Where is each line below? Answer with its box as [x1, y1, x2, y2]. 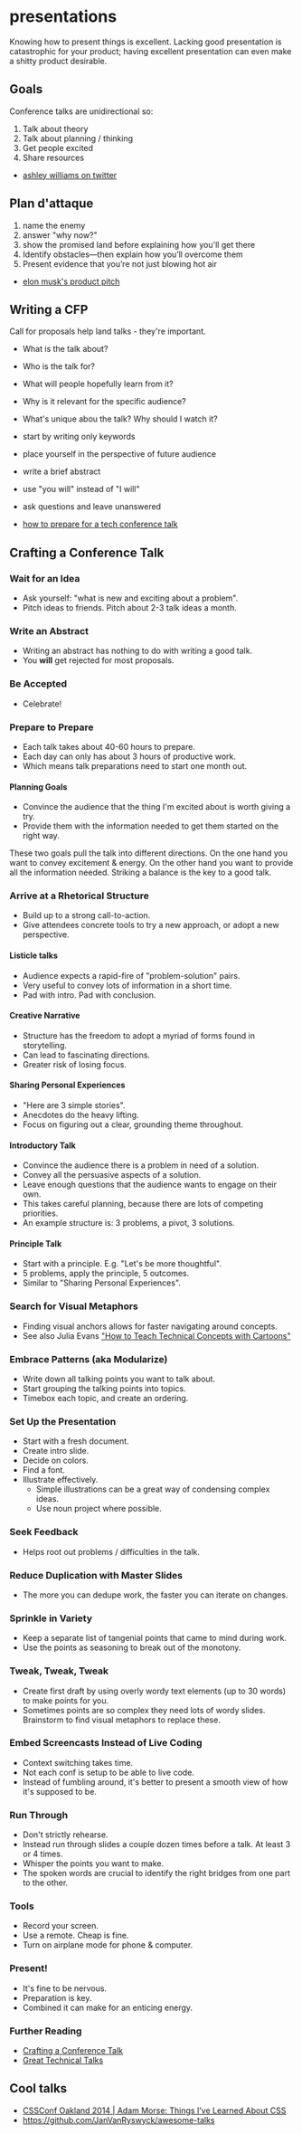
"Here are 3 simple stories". [22, 1100, 126, 1111]
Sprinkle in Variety [9, 1612, 93, 1625]
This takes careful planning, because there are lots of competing [22, 1199, 264, 1209]
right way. [22, 830, 61, 841]
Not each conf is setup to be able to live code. [22, 1767, 194, 1778]
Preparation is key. [22, 1992, 92, 2003]
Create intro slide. [22, 1446, 90, 1456]
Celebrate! [22, 698, 62, 709]
